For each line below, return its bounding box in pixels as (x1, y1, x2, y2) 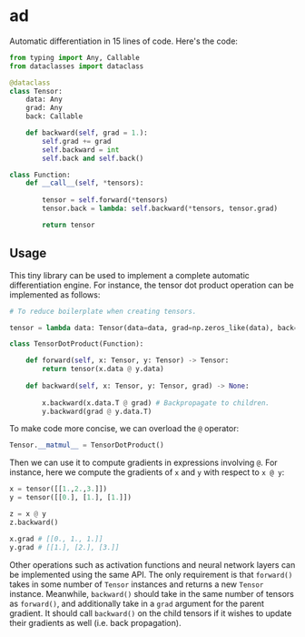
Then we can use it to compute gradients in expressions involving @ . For (9, 457, 279, 469)
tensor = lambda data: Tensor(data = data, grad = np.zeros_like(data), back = (9, 323, 299, 332)
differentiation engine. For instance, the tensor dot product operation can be (9, 279, 294, 290)
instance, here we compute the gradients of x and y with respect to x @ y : (9, 467, 285, 478)
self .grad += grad (42, 136, 112, 146)
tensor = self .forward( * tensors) (42, 196, 169, 205)
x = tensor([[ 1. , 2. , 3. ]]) (9, 484, 107, 494)
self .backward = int (42, 145, 120, 155)
